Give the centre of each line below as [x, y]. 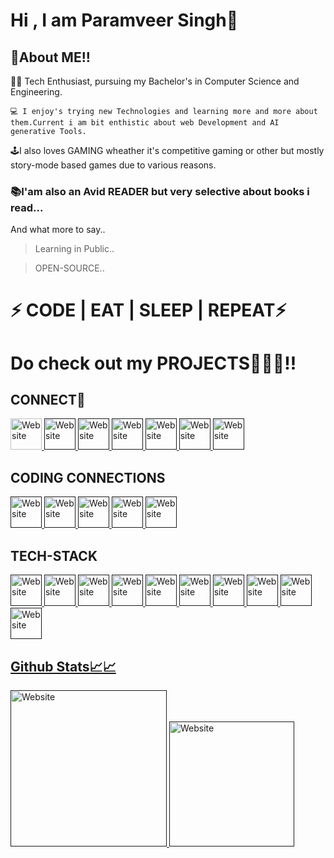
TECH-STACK [54, 555]
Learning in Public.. [74, 249]
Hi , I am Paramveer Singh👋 [124, 20]
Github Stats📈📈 [63, 666]
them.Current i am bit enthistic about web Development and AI [145, 123]
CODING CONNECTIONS [88, 477]
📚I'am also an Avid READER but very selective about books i [160, 191]
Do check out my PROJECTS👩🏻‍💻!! [153, 363]
